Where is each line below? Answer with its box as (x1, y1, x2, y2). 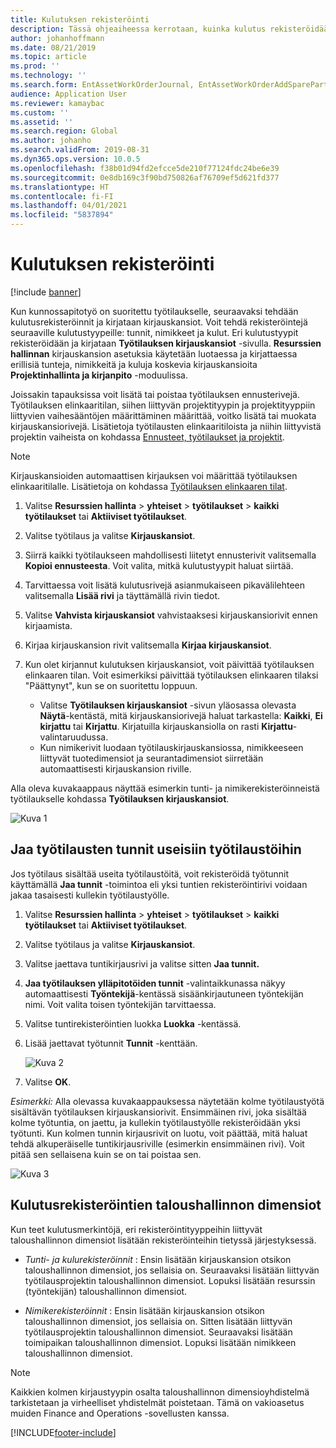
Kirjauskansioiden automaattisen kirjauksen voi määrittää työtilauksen (10, 469, 298, 481)
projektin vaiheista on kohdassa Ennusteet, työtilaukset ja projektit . (10, 431, 285, 443)
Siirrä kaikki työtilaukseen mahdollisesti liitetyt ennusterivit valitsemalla (24, 549, 317, 561)
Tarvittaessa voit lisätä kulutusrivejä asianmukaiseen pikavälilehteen (24, 579, 306, 591)
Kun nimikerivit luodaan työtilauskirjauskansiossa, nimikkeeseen (39, 741, 304, 753)
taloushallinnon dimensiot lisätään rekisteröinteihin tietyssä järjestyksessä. (10, 1234, 317, 1246)
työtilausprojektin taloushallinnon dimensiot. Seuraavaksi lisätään (24, 1326, 293, 1338)
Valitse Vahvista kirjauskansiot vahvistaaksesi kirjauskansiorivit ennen (24, 609, 318, 621)
